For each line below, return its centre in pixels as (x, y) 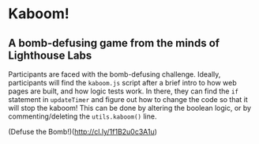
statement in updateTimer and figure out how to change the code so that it (128, 99)
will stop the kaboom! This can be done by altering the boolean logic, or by (129, 108)
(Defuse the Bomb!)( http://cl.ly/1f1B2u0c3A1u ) (83, 132)
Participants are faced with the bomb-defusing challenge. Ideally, (114, 74)
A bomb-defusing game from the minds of (114, 43)
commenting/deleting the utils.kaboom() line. (83, 116)
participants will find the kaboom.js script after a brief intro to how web (122, 83)
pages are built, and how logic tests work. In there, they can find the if (124, 91)
